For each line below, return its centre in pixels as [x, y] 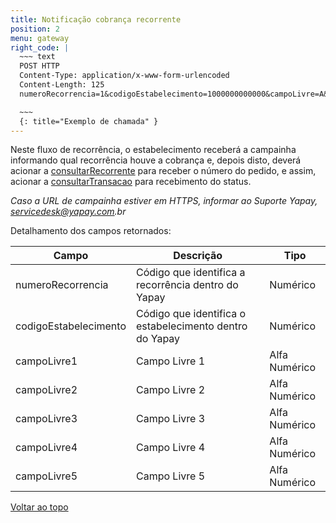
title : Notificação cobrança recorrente [96, 19]
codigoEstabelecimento [71, 326]
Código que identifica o [191, 314]
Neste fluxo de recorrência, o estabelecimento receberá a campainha [153, 150]
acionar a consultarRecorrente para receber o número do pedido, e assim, [163, 171]
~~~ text [37, 57]
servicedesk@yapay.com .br [68, 212]
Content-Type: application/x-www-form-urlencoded [124, 76]
